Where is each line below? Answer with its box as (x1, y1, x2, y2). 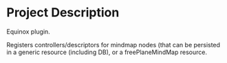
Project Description (6, 5, 120, 21)
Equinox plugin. (6, 27, 51, 36)
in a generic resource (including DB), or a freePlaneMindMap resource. (6, 48, 208, 56)
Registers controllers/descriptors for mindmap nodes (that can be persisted (6, 40, 221, 49)
